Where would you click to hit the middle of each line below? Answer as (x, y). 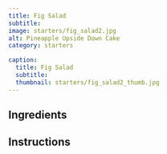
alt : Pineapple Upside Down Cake (64, 38)
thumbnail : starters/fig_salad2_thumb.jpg (88, 82)
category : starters (41, 46)
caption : (23, 60)
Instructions (39, 142)
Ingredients (38, 115)
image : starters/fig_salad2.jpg (62, 30)
